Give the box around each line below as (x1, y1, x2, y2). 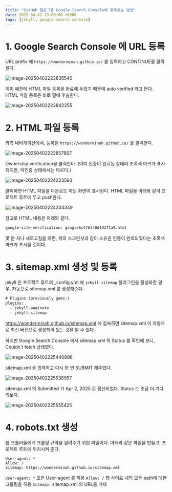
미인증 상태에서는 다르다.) (20, 167, 72, 173)
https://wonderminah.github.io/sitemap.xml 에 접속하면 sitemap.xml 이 (5, 320, 152, 326)
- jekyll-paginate (10, 305, 50, 310)
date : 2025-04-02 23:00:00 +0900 (5, 12, 77, 17)
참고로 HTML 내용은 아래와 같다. (5, 215, 70, 221)
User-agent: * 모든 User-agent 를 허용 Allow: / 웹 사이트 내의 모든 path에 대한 (5, 475, 167, 481)
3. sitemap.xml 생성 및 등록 (5, 262, 118, 273)
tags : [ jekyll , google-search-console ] (5, 17, 91, 22)
